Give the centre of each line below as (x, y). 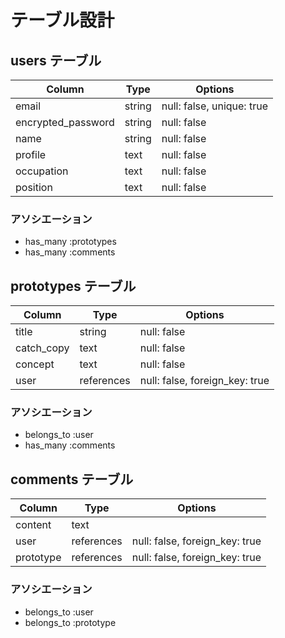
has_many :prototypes (70, 242)
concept (35, 364)
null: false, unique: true (214, 106)
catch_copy (42, 348)
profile (31, 154)
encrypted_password (65, 122)
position (34, 187)
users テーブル (56, 60)
